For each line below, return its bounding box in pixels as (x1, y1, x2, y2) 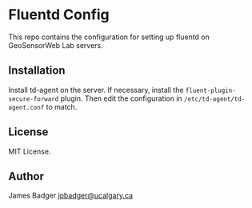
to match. (46, 102, 78, 111)
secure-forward (8, 94, 59, 103)
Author (8, 170, 44, 183)
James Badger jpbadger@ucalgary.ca (8, 190, 134, 201)
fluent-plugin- (185, 86, 236, 94)
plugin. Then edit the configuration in (60, 94, 182, 103)
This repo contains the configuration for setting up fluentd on (8, 32, 210, 42)
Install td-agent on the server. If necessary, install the (8, 85, 184, 94)
